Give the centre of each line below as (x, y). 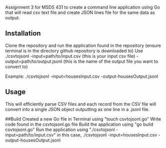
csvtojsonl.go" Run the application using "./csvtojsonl (60, 130)
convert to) (17, 66)
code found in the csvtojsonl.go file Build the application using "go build (79, 124)
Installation (23, 34)
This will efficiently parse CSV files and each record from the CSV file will (81, 104)
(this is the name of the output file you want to (111, 61)
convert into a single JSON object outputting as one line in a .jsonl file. (77, 109)
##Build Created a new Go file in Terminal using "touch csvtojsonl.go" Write (83, 119)
